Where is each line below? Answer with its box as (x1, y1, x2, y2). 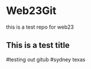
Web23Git (6, 4, 57, 18)
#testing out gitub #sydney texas (6, 56, 86, 63)
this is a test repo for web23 (6, 23, 75, 30)
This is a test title (6, 40, 70, 50)
